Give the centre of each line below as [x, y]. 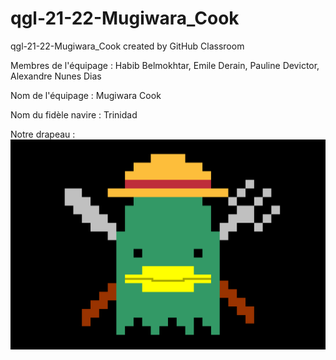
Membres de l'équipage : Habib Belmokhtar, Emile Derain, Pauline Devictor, [165, 65]
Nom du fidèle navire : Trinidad [74, 114]
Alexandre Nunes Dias [56, 76]
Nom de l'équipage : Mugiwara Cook [86, 95]
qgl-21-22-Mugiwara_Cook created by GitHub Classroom [127, 46]
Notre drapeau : [43, 134]
